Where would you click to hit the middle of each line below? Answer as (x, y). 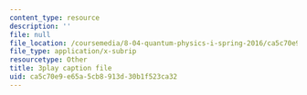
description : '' (40, 26)
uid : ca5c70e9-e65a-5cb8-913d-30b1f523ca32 (94, 77)
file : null (30, 34)
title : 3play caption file (61, 69)
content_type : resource (55, 18)
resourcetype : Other (49, 60)
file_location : (38, 43)
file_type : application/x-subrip (73, 52)
